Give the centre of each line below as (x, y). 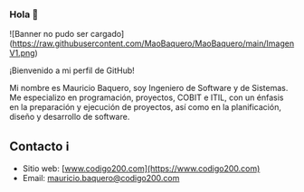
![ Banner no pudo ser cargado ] (67, 34)
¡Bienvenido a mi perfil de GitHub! (72, 70)
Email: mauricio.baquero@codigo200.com (101, 178)
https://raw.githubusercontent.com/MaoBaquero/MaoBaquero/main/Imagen (153, 43)
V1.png (22, 53)
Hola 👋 (24, 14)
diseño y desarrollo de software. (70, 117)
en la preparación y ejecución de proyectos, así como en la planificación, (146, 107)
